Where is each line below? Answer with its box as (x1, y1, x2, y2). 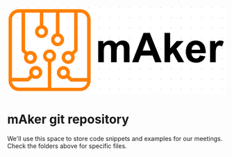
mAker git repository (7, 111, 130, 127)
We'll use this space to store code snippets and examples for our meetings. (7, 134, 223, 142)
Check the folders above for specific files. (7, 142, 127, 150)
